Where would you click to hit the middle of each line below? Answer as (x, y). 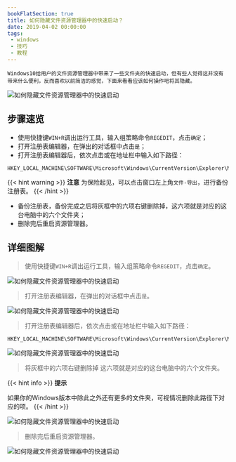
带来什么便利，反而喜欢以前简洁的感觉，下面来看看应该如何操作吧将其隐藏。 (101, 81)
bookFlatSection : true (40, 14)
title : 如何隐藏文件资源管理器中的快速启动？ (66, 20)
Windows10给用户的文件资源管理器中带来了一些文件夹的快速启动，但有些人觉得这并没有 (116, 73)
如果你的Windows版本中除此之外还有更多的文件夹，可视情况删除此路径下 (113, 397)
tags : (15, 33)
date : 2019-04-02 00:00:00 (47, 27)
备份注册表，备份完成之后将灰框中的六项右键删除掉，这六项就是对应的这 (122, 206)
